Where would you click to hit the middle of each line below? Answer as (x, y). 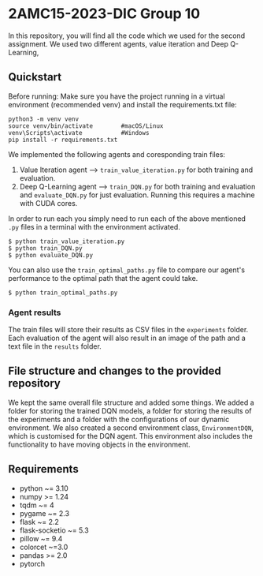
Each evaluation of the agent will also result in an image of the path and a (127, 338)
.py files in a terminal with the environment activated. (94, 226)
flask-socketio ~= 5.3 (54, 530)
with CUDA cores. (48, 203)
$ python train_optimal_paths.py (63, 293)
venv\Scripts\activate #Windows (79, 133)
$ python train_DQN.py (45, 248)
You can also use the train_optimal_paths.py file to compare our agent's (127, 270)
